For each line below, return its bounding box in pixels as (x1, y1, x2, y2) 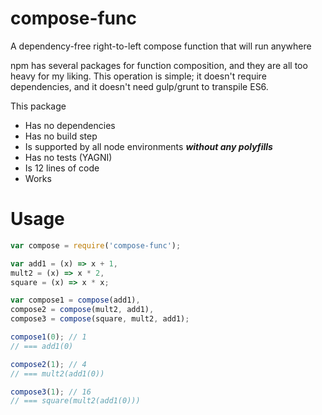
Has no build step (24, 130, 98, 142)
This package (10, 100, 67, 112)
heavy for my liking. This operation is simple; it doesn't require (10, 70, 267, 82)
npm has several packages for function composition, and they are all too (10, 59, 308, 71)
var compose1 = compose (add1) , (10, 295, 141, 306)
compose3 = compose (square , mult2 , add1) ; (10, 314, 190, 324)
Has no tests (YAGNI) (24, 151, 113, 163)
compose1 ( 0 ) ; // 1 (10, 332, 87, 342)
